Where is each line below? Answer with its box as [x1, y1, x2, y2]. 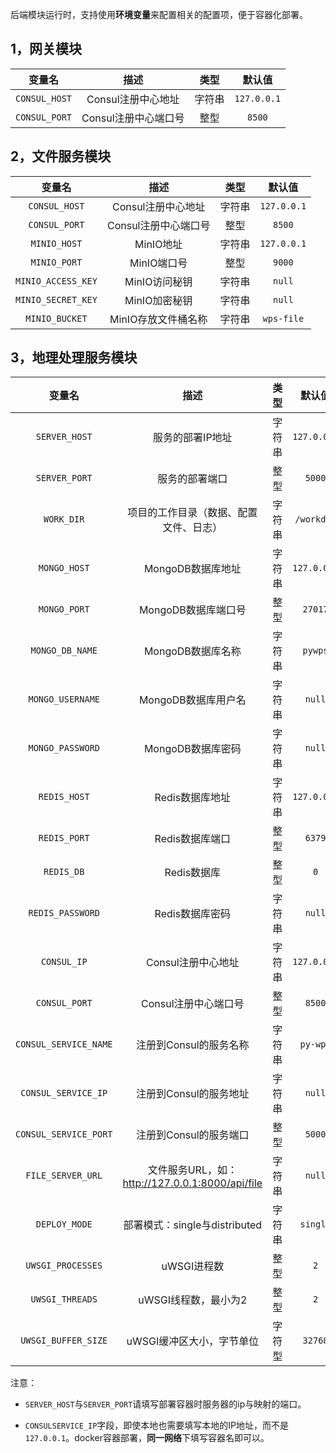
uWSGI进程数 [161, 1259, 225, 1273]
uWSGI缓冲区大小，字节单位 [126, 1334, 260, 1348]
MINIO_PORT [30, 256, 83, 268]
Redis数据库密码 [154, 907, 232, 921]
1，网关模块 [10, 41, 83, 58]
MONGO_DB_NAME [30, 645, 98, 657]
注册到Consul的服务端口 [136, 1128, 250, 1142]
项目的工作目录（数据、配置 [127, 506, 258, 520]
